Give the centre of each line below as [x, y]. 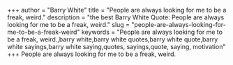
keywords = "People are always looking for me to [152, 32]
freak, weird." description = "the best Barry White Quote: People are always [116, 17]
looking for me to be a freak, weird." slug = [69, 25]
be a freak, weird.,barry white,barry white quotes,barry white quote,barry [113, 39]
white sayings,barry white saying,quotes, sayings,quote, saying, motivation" [116, 47]
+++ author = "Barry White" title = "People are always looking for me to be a [117, 10]
